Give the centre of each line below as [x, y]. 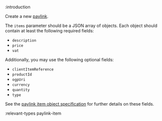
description [24, 40]
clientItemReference [33, 69]
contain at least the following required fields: [49, 31]
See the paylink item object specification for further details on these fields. [80, 104]
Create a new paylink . [27, 16]
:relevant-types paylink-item [33, 113]
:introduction [18, 7]
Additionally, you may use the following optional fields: [59, 60]
